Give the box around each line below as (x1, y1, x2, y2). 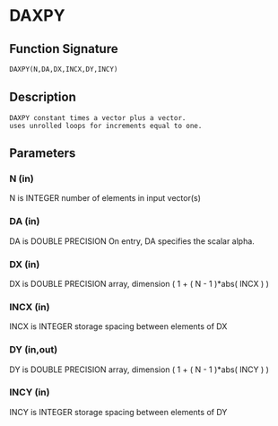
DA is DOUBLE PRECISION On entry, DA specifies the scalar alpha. (9, 235, 256, 247)
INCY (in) (9, 387, 50, 399)
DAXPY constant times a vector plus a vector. (9, 113, 187, 122)
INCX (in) (9, 300, 50, 313)
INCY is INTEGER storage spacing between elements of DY (9, 406, 228, 417)
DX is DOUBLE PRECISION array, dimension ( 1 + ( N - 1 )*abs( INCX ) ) (9, 278, 269, 289)
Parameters (9, 145, 76, 161)
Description (9, 90, 76, 105)
